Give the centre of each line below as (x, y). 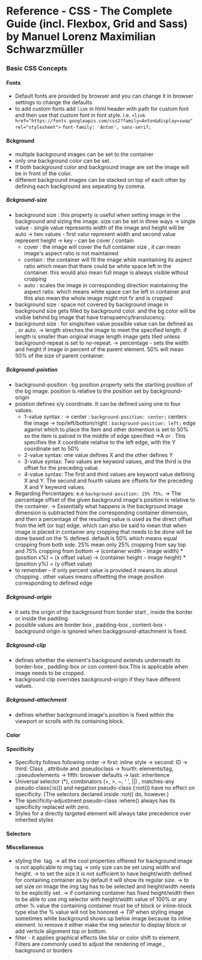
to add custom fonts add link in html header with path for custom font (102, 109)
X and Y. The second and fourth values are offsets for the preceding (109, 481)
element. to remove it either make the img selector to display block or (101, 924)
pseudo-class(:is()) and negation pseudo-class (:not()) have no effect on (105, 788)
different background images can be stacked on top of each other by (100, 179)
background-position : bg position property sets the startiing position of (104, 385)
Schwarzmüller (45, 50)
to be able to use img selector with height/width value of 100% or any (101, 899)
